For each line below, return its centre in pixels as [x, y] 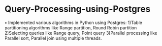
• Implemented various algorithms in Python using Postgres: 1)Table [73, 23]
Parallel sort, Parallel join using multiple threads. [53, 38]
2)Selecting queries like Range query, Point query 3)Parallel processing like [81, 33]
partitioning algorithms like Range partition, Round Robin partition [71, 27]
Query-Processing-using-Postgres [78, 9]
